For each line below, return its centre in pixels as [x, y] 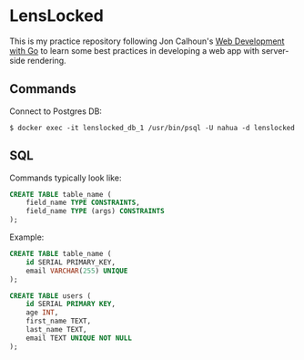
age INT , [42, 313]
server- [275, 50]
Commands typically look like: [66, 178]
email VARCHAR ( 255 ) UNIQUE [77, 271]
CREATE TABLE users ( [51, 296]
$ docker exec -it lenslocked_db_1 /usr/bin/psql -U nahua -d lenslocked [152, 128]
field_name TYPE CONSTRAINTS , [83, 203]
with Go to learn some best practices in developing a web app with [135, 50]
